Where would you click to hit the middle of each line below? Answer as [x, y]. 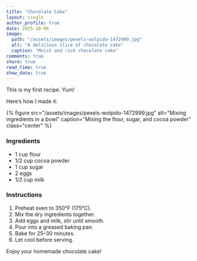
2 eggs [23, 173]
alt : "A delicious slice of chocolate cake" [68, 45]
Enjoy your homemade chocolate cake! [54, 251]
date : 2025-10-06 [28, 28]
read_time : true [26, 67]
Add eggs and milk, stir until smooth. [60, 220]
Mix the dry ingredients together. [55, 214]
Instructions [24, 195]
